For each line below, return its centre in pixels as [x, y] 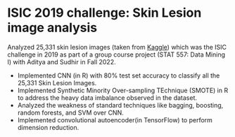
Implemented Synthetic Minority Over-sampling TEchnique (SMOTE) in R [123, 90]
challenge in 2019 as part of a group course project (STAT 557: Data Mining [116, 55]
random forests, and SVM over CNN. [71, 113]
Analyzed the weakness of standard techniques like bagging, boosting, [120, 105]
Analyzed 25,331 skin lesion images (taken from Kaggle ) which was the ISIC [117, 47]
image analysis [52, 28]
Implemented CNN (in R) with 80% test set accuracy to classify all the [119, 75]
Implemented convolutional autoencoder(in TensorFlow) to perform [115, 120]
